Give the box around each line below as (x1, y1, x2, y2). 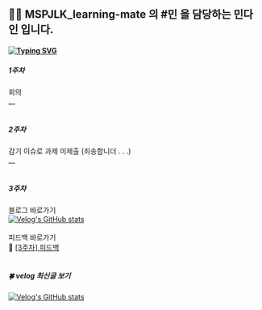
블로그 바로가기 (8, 205, 56, 215)
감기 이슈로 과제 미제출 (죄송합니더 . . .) (8, 146, 131, 156)
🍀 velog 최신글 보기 (8, 271, 71, 281)
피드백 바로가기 (8, 232, 56, 242)
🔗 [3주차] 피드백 (8, 242, 60, 252)
